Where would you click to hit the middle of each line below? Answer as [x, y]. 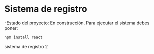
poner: [11, 28]
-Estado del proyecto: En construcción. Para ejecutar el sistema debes [77, 23]
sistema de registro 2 [26, 46]
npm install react [24, 37]
